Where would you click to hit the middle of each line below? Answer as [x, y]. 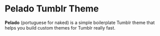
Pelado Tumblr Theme [52, 9]
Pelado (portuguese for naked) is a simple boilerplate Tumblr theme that [80, 22]
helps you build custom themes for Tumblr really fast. [60, 27]
